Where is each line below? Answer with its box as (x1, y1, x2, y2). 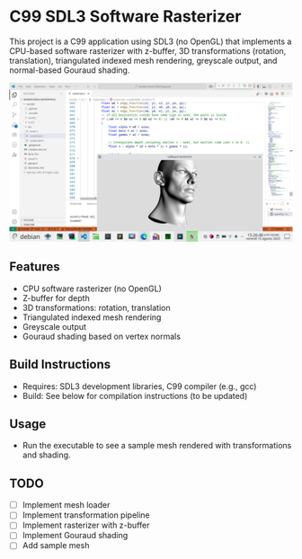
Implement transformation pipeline (22, 510, 150, 520)
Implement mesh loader (22, 500, 111, 510)
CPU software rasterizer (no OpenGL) (22, 283, 162, 294)
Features (9, 259, 60, 275)
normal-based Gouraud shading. (9, 65, 130, 75)
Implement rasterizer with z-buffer (22, 519, 150, 531)
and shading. (22, 449, 71, 460)
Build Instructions (9, 357, 111, 372)
